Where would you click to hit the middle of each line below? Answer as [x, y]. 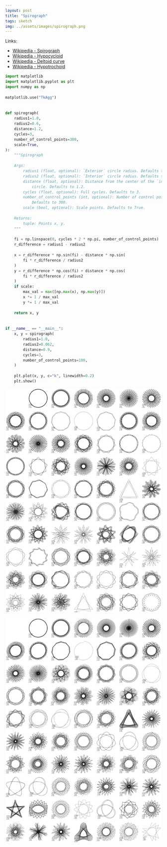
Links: [11, 41]
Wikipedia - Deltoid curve [39, 61]
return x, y [26, 313]
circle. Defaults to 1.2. [58, 187]
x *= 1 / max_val [41, 297]
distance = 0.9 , [38, 350]
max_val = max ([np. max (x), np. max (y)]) [64, 292]
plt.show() [25, 381]
